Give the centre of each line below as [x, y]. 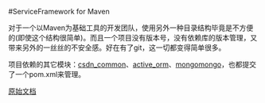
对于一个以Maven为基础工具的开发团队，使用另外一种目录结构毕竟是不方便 [131, 28]
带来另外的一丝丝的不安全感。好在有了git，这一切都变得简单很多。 [117, 48]
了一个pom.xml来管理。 [47, 74]
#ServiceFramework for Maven [59, 11]
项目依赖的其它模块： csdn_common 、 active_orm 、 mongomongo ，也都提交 [132, 64]
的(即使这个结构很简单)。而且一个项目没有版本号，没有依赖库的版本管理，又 [133, 38]
